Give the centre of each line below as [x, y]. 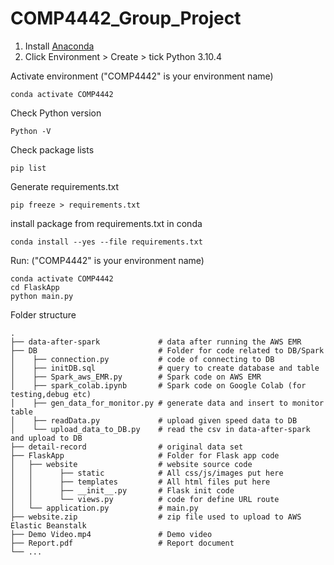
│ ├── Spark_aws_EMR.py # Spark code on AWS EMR [136, 377]
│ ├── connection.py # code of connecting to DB [142, 359]
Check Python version [56, 113]
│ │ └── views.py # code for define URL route [145, 499]
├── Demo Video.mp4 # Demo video [111, 534]
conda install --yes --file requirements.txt [106, 242]
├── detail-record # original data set [127, 447]
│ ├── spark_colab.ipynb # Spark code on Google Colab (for [158, 385]
